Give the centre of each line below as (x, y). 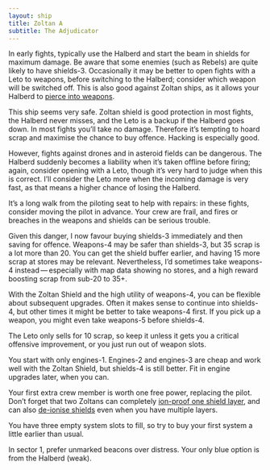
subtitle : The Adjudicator (54, 31)
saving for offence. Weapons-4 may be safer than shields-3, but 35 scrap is (134, 245)
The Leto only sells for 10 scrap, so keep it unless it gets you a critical (124, 336)
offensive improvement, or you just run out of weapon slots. (108, 344)
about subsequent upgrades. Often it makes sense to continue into (119, 303)
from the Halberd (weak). (50, 458)
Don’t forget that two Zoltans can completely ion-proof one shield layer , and (134, 401)
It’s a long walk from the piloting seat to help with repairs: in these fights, (129, 203)
